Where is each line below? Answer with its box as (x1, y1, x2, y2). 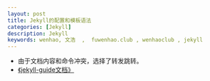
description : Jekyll (7, 30, 69, 37)
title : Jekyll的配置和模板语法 (7, 17, 92, 24)
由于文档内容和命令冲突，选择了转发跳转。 (17, 57, 143, 66)
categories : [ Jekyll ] (7, 23, 72, 30)
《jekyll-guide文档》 (17, 66, 75, 74)
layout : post (7, 10, 46, 18)
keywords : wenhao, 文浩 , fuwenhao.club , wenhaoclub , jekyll (7, 37, 204, 44)
